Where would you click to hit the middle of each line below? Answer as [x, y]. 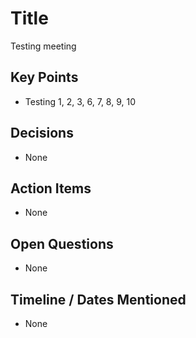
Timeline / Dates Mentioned [98, 299]
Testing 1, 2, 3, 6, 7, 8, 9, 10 [80, 101]
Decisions [42, 133]
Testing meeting [43, 46]
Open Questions [62, 243]
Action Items [51, 188]
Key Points [44, 77]
